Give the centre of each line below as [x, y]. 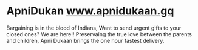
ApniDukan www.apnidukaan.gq [90, 11]
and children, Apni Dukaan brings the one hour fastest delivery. [85, 40]
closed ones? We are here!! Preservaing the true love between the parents [99, 34]
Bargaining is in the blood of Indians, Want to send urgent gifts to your [94, 28]
